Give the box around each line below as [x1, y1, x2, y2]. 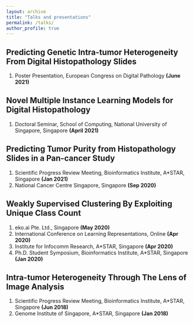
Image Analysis [6, 282, 64, 292]
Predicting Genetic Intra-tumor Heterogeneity [6, 47, 179, 57]
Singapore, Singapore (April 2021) [14, 127, 99, 134]
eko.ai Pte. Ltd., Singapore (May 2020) [14, 223, 111, 231]
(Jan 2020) [14, 255, 43, 263]
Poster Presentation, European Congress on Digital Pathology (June [14, 72, 181, 79]
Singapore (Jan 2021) [14, 175, 69, 183]
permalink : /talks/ [6, 20, 54, 25]
